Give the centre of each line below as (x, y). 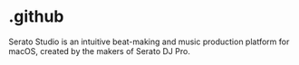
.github (36, 17)
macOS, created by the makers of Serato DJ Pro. (100, 51)
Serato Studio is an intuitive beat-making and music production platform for (149, 42)
